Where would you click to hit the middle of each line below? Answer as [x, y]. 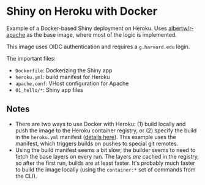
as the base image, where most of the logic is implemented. [102, 34]
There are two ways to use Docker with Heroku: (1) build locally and [100, 124]
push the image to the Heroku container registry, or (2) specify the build [106, 130]
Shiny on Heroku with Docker [82, 11]
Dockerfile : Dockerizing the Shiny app [64, 70]
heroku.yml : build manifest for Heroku [62, 77]
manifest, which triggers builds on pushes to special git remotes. [97, 143]
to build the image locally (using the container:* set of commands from [105, 169]
